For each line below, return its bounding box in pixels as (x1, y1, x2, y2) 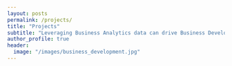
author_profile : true (7, 36, 70, 43)
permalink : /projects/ (7, 16, 72, 23)
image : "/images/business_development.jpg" (13, 49, 140, 56)
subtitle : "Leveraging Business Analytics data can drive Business (7, 29, 206, 36)
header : (7, 42, 30, 49)
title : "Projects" (7, 23, 60, 30)
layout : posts (7, 10, 48, 17)
